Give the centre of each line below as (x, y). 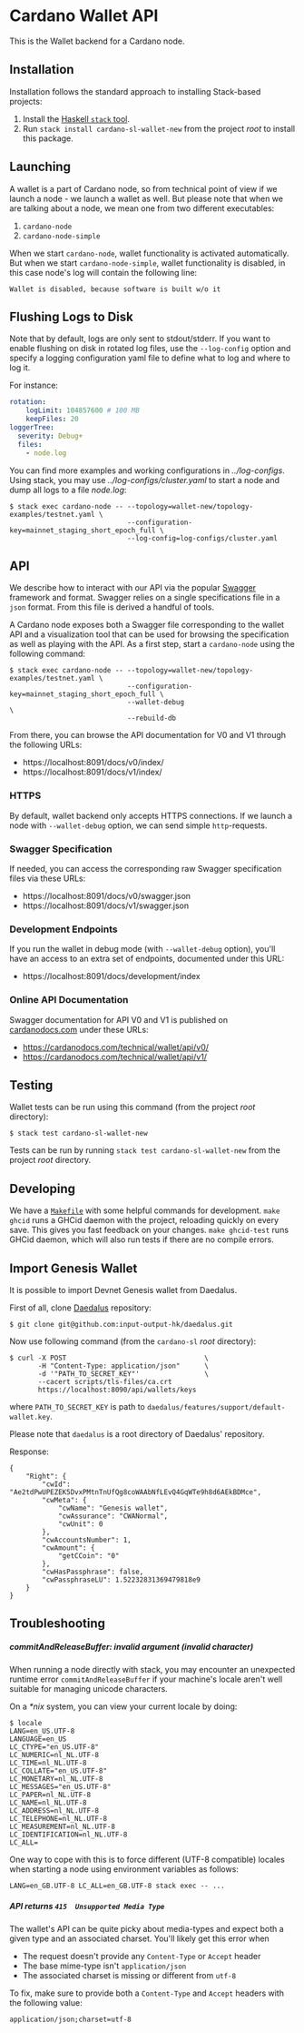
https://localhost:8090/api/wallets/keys (117, 1390)
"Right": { (46, 1476)
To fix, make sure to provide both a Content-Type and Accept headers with (147, 1993)
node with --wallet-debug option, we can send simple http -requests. (138, 825)
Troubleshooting (58, 1624)
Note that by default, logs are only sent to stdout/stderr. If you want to (140, 339)
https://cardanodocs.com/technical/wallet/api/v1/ (114, 1057)
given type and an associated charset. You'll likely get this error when (139, 1938)
